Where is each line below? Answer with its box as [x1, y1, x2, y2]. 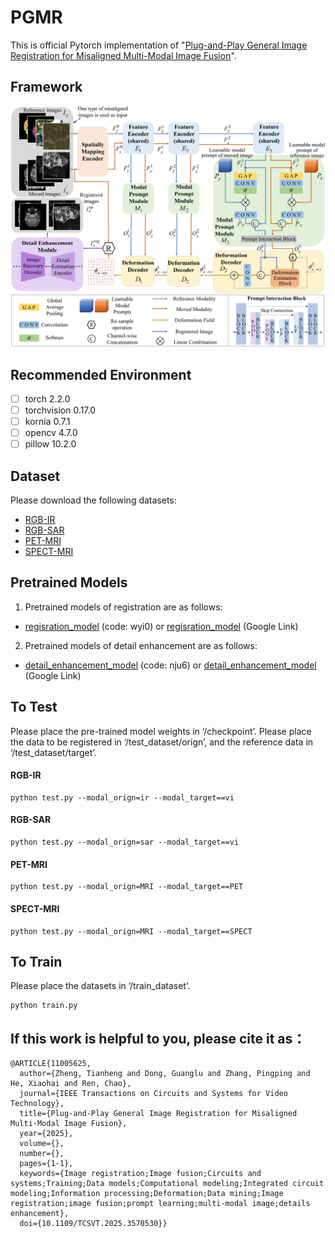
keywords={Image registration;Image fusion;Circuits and [19, 1169, 262, 1179]
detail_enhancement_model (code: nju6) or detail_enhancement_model [24, 659, 317, 671]
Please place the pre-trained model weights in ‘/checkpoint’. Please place [10, 725, 312, 737]
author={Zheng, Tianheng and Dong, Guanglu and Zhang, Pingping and [19, 1069, 311, 1079]
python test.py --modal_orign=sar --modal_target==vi [10, 837, 240, 848]
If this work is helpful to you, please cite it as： [10, 1030, 307, 1047]
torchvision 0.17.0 [24, 404, 97, 416]
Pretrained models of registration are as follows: [24, 601, 223, 613]
